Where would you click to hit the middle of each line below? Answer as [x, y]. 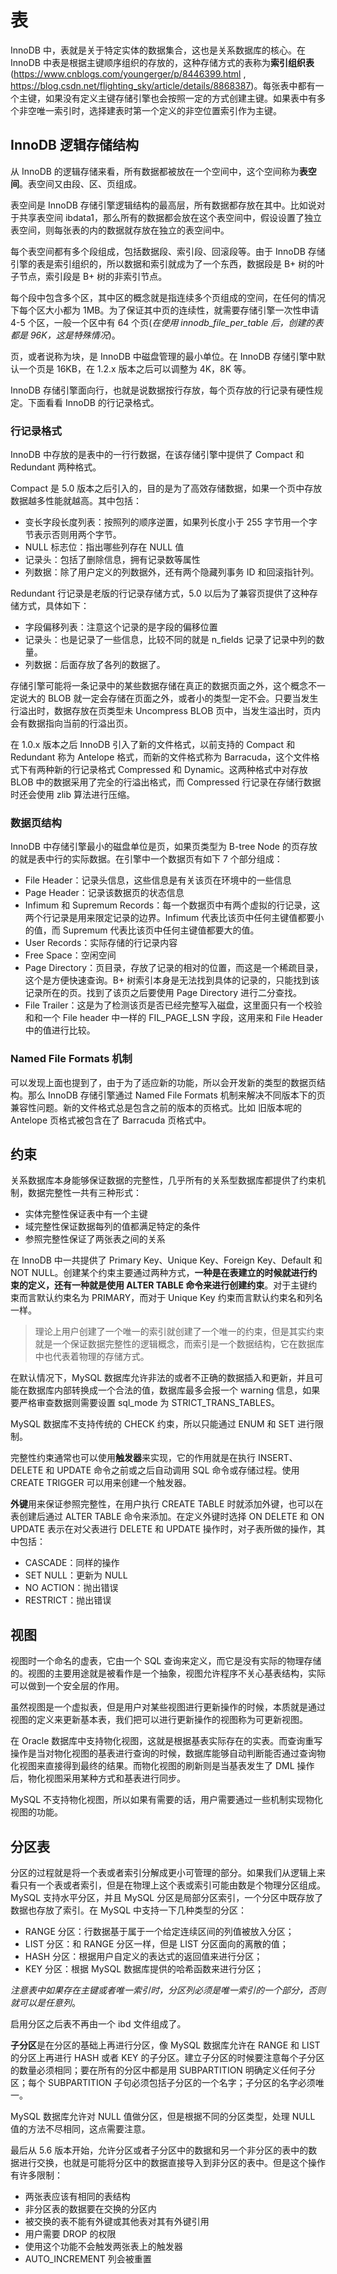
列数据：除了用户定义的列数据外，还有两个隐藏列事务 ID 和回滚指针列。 [172, 572]
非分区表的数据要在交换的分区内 [90, 2209]
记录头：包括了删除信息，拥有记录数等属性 [112, 560]
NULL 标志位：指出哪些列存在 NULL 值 [104, 547]
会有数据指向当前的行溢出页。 [71, 723]
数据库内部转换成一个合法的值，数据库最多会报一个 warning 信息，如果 [174, 1390]
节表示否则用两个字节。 [73, 535]
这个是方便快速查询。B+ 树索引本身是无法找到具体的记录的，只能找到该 [172, 980]
